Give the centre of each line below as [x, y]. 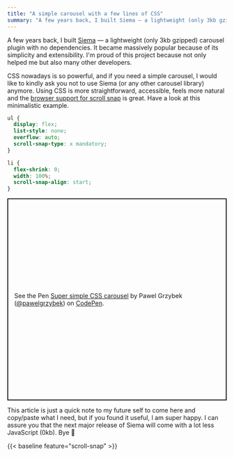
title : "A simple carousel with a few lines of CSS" [85, 14]
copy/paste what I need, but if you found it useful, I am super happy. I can [113, 418]
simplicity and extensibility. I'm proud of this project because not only [107, 55]
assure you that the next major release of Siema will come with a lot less [111, 425]
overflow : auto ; [37, 138]
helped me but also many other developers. [70, 62]
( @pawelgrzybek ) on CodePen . [59, 303]
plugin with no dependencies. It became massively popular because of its [113, 47]
